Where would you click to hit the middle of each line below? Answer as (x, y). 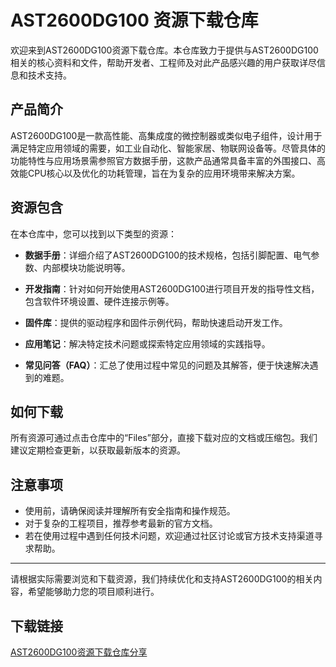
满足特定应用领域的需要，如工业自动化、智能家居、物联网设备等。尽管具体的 (168, 148)
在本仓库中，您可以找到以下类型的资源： (93, 233)
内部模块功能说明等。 (86, 267)
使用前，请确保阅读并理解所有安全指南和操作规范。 (130, 511)
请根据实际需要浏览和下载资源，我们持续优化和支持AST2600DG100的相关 (162, 579)
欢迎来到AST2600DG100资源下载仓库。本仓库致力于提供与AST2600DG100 (164, 50)
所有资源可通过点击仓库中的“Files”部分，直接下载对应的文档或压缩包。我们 (164, 438)
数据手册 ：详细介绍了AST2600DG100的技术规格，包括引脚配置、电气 (168, 255)
